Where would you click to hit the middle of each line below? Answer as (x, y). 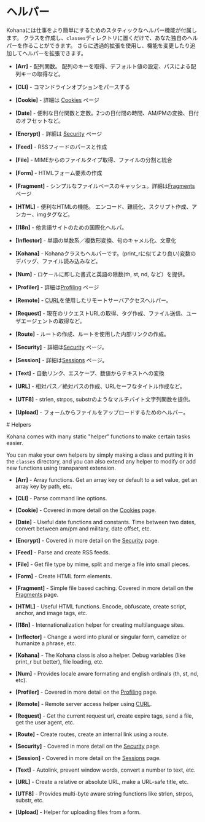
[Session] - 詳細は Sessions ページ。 (61, 360)
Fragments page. (37, 594)
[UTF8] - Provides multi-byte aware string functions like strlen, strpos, (104, 793)
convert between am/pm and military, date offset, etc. (83, 529)
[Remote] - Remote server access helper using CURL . (83, 704)
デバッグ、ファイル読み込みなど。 (58, 261)
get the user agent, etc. (45, 722)
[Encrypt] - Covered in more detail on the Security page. (87, 540)
